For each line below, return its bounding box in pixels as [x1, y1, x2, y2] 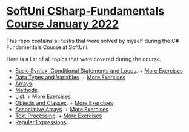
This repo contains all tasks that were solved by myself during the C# [6, 37, 179, 44]
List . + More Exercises [15, 93, 71, 100]
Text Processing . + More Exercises [15, 112, 102, 119]
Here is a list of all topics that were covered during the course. [6, 55, 162, 62]
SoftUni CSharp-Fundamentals [6, 4, 165, 18]
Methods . [15, 86, 39, 93]
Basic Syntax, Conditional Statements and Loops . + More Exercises [15, 67, 183, 74]
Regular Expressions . [15, 118, 68, 125]
